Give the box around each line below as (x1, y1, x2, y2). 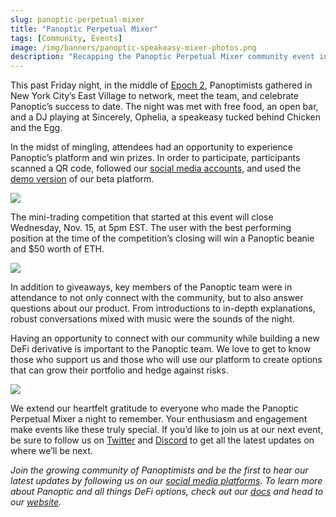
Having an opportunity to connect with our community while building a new (10, 332, 320, 345)
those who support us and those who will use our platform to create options (10, 354, 323, 366)
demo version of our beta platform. (10, 173, 155, 185)
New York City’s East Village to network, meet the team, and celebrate (10, 90, 299, 102)
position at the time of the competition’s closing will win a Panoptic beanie (10, 232, 315, 245)
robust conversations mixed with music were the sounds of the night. (10, 313, 295, 325)
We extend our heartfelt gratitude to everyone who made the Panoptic (10, 402, 299, 415)
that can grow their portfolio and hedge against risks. (10, 364, 229, 376)
